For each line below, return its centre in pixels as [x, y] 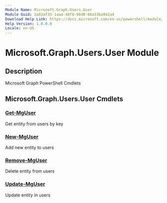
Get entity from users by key [34, 124]
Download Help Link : [27, 19]
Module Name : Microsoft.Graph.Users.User [49, 10]
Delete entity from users [30, 171]
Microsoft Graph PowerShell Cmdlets [43, 83]
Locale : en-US [20, 28]
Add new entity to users [30, 148]
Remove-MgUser [26, 161]
